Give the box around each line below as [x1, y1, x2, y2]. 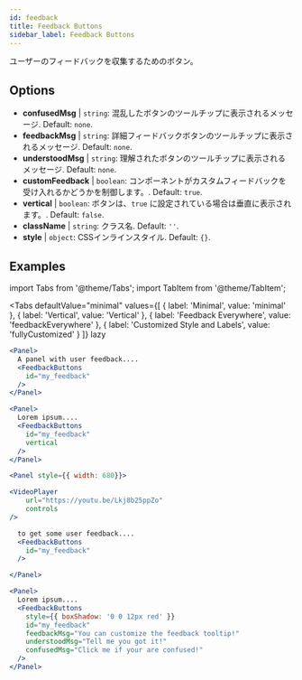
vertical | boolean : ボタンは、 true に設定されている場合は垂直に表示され [22, 198, 292, 209]
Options [9, 82, 56, 98]
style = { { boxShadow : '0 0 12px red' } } [25, 611, 176, 621]
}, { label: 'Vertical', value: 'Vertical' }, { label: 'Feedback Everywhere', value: [9, 310, 291, 321]
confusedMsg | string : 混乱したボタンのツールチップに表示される [22, 107, 270, 118]
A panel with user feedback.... [17, 354, 140, 364]
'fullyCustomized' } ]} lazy [9, 329, 106, 340]
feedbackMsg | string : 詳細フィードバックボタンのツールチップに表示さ [22, 130, 293, 141]
